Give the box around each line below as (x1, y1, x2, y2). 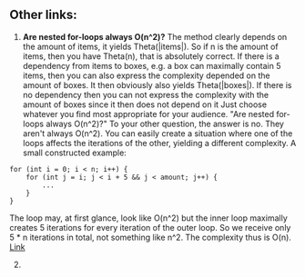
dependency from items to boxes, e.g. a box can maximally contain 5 (22, 60, 281, 71)
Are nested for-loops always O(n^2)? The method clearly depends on (22, 31, 288, 42)
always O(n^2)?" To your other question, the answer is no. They (45, 118, 285, 129)
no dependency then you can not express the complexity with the (22, 89, 269, 100)
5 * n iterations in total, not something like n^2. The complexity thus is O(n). (9, 232, 291, 242)
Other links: (9, 7, 77, 23)
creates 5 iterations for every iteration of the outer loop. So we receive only (9, 222, 291, 232)
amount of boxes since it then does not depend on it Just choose (22, 99, 267, 110)
